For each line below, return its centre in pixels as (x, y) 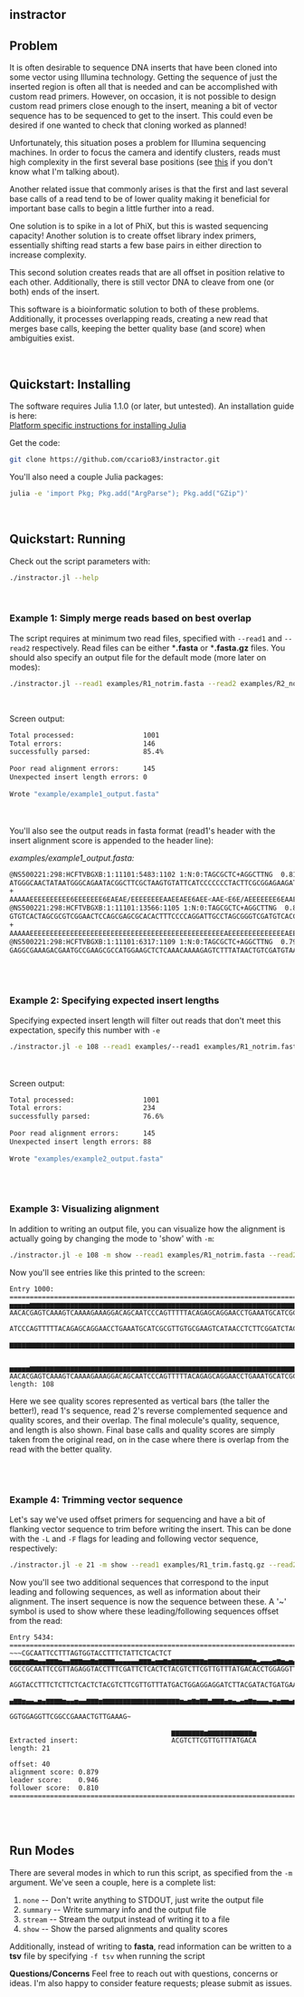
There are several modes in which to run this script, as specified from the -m (151, 1872)
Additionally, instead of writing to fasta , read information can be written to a (151, 1946)
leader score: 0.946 (54, 1780)
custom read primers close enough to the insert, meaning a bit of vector (143, 106)
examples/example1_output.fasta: (72, 858)
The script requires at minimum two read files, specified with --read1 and (146, 638)
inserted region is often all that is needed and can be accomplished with (144, 87)
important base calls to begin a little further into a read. (112, 208)
